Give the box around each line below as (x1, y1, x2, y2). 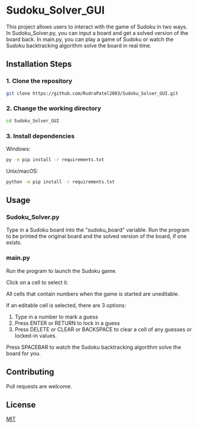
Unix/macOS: (6, 167, 38, 175)
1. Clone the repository (6, 77, 73, 85)
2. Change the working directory (6, 104, 102, 112)
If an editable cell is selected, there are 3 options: (6, 301, 126, 308)
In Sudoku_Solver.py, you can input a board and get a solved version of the (6, 29, 189, 36)
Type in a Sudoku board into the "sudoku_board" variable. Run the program (6, 226, 190, 234)
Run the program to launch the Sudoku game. (6, 267, 117, 274)
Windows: (6, 145, 31, 152)
